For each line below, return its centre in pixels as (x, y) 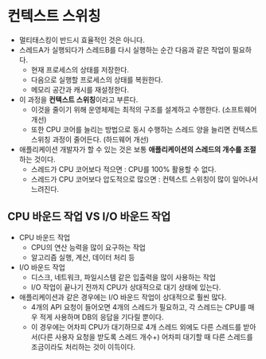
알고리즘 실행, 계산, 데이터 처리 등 (83, 257)
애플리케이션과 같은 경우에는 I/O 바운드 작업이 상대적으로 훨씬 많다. (123, 297)
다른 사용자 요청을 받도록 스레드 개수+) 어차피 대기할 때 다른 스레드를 (147, 337)
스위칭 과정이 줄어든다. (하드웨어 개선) (90, 139)
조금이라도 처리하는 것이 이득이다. (83, 346)
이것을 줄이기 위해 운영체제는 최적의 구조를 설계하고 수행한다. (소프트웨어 (144, 109)
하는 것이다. (37, 159)
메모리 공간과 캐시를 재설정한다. (80, 89)
